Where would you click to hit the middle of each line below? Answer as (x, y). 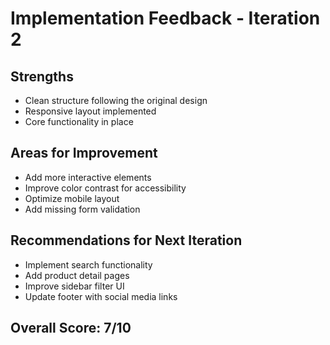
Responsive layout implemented (90, 111)
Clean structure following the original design (116, 100)
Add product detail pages (77, 275)
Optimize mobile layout (72, 198)
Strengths (42, 76)
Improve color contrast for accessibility (105, 188)
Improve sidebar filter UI (74, 286)
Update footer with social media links (101, 296)
